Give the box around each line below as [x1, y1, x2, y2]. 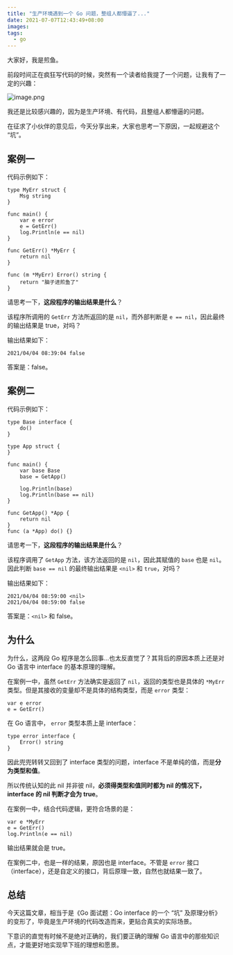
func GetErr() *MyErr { [7, 247, 76, 254]
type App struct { [7, 443, 60, 450]
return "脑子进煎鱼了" [19, 279, 79, 286]
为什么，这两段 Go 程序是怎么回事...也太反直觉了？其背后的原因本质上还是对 [7, 654, 225, 662]
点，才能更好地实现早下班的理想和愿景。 [7, 940, 123, 949]
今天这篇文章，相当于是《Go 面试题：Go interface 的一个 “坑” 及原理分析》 [7, 909, 221, 917]
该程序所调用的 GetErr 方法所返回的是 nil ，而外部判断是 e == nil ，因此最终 [7, 313, 225, 321]
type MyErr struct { [7, 186, 67, 193]
